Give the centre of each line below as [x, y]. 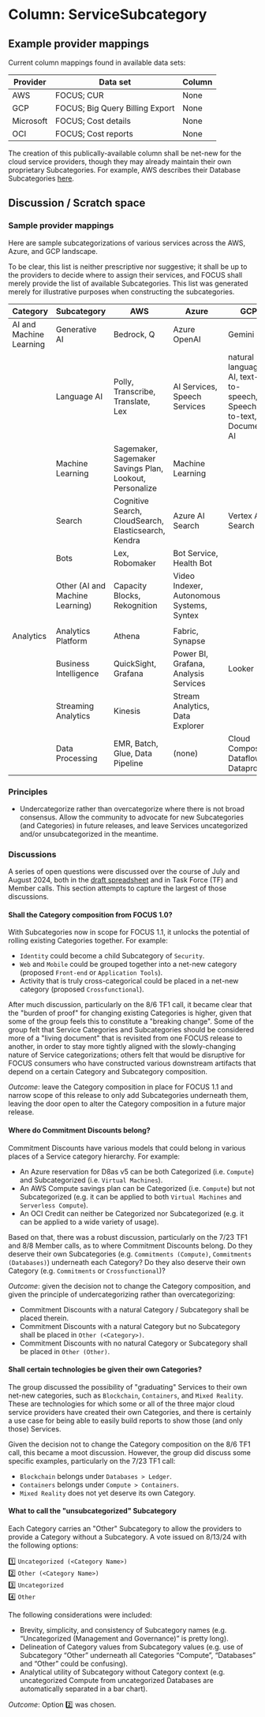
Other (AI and [81, 585]
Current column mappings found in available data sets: [97, 62]
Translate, [132, 401]
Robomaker [134, 563]
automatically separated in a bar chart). [84, 1689]
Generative [76, 329]
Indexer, [188, 585]
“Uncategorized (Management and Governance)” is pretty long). [124, 1639]
